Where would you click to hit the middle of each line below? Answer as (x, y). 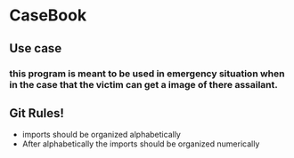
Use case (36, 48)
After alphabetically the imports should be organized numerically (141, 144)
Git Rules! (37, 113)
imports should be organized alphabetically (101, 135)
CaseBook (48, 16)
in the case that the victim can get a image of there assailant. (143, 84)
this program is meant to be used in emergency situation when (147, 74)
